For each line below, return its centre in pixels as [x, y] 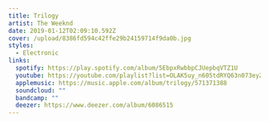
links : [19, 61]
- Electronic [37, 53]
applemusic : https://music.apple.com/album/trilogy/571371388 [121, 83]
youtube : [30, 75]
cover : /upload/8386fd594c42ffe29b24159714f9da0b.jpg [100, 38]
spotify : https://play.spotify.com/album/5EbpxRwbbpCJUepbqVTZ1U [127, 68]
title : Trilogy [34, 16]
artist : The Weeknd [41, 23]
